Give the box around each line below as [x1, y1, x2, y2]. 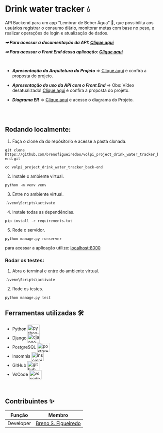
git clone [5, 148, 25, 152]
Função [10, 412, 28, 418]
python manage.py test [5, 295, 51, 300]
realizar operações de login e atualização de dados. [5, 30, 109, 36]
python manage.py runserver [5, 236, 62, 241]
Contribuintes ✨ [5, 397, 55, 406]
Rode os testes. [12, 286, 44, 292]
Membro [48, 412, 68, 418]
